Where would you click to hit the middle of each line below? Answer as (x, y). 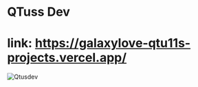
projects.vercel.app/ (67, 58)
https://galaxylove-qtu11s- (113, 43)
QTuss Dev (39, 12)
